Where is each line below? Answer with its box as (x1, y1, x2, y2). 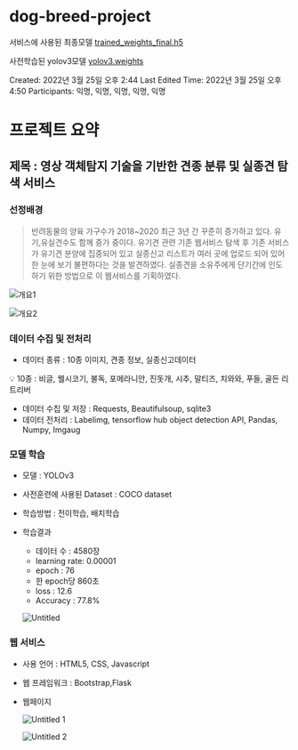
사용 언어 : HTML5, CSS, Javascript (21, 658, 149, 669)
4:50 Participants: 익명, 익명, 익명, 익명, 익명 (9, 85, 166, 96)
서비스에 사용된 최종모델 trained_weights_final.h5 (9, 36, 184, 47)
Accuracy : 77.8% (35, 595, 101, 606)
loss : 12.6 (35, 585, 73, 597)
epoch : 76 (35, 565, 76, 576)
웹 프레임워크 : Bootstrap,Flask (21, 677, 132, 688)
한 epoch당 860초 (35, 576, 100, 586)
